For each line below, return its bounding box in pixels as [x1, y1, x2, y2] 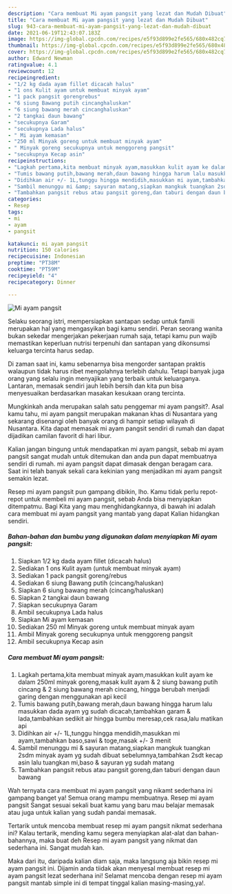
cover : [8, 49, 27, 56]
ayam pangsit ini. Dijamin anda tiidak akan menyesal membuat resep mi [8, 864, 211, 873]
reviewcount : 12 [8, 67, 54, 74]
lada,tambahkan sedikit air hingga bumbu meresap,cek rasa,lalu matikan [17, 714, 223, 723]
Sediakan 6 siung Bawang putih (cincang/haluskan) [17, 579, 164, 588]
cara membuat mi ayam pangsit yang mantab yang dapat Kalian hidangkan [8, 509, 220, 517]
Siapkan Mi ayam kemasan [17, 616, 94, 624]
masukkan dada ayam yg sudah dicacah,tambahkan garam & [17, 707, 191, 716]
